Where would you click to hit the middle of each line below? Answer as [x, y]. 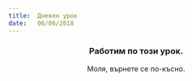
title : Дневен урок [43, 16]
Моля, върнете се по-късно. [136, 68]
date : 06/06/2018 [41, 23]
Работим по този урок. [136, 51]
